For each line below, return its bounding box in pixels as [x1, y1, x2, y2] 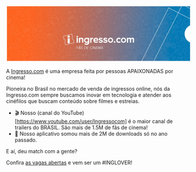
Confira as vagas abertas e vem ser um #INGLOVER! [6, 159, 133, 166]
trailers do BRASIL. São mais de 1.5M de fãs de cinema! [14, 123, 148, 131]
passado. [14, 136, 37, 143]
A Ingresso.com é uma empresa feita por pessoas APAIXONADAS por [6, 67, 174, 74]
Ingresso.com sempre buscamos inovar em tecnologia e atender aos [6, 91, 171, 98]
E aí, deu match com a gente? [6, 147, 78, 154]
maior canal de [137, 118, 173, 125]
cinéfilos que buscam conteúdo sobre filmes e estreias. [6, 97, 140, 105]
